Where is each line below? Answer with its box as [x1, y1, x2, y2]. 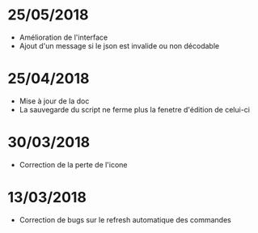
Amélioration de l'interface [19, 32, 108, 42]
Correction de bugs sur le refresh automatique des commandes [19, 214, 231, 224]
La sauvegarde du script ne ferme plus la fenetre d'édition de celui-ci [19, 104, 251, 114]
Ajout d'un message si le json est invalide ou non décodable [19, 40, 220, 50]
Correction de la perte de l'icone [19, 159, 128, 169]
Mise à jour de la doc [19, 95, 90, 106]
